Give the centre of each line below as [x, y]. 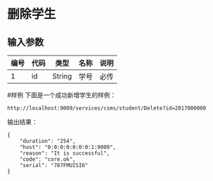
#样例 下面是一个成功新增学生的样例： [62, 95]
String [62, 76]
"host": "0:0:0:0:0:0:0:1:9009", [68, 147]
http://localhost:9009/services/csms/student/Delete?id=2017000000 [107, 108]
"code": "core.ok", [48, 160]
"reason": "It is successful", [65, 153]
